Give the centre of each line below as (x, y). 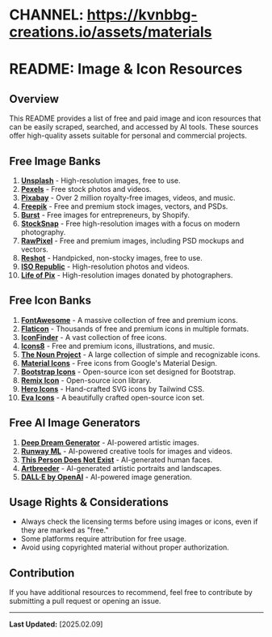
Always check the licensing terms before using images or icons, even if (139, 522)
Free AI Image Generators (75, 423)
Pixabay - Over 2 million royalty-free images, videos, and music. (128, 197)
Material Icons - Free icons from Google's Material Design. (119, 363)
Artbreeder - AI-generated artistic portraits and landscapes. (121, 468)
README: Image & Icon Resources (126, 69)
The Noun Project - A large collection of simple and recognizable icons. (140, 355)
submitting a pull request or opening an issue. (85, 601)
